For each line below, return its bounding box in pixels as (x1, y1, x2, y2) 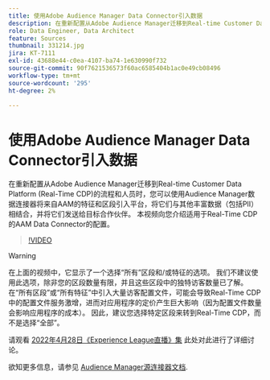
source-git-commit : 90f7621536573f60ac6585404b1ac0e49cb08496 (8, 64, 221, 72)
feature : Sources (8, 34, 67, 43)
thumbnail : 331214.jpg (8, 42, 84, 50)
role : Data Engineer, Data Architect (8, 27, 135, 35)
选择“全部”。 (22, 318, 64, 328)
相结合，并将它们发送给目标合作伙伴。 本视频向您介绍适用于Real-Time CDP (8, 209, 258, 219)
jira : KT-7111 (8, 49, 56, 57)
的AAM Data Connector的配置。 (8, 219, 114, 229)
